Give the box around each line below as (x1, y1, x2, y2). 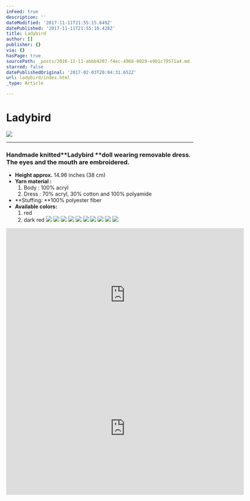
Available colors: (14, 203, 58, 210)
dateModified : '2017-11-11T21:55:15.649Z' (6, 20, 113, 25)
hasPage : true (6, 53, 42, 59)
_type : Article (6, 81, 44, 87)
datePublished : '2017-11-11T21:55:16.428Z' (6, 25, 116, 31)
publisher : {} (6, 42, 42, 48)
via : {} (6, 47, 26, 53)
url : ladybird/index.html (6, 75, 70, 81)
